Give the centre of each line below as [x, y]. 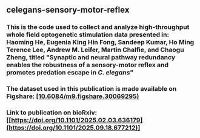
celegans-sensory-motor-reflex [68, 10]
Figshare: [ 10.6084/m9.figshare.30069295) [73, 96]
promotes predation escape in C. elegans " [70, 73]
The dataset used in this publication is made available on [92, 89]
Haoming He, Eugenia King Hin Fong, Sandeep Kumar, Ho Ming [100, 42]
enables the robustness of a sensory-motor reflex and [87, 65]
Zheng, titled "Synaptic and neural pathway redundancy [91, 57]
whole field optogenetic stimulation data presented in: [88, 34]
